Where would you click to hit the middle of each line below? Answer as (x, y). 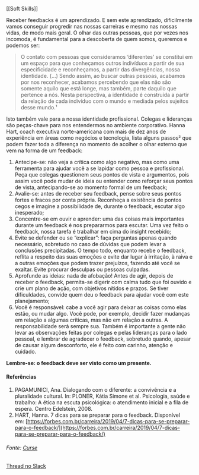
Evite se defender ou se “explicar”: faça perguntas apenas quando (96, 238)
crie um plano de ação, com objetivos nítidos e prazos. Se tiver (92, 288)
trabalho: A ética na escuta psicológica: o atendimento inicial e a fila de (102, 402)
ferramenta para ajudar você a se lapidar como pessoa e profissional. (99, 168)
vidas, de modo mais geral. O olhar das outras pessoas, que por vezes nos (97, 33)
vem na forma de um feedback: (44, 150)
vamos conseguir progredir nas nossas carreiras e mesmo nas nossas (92, 26)
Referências (21, 376)
